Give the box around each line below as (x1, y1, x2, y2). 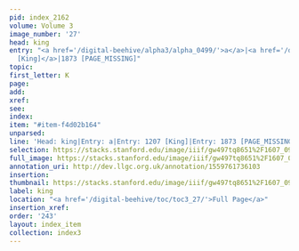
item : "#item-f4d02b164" (9, 121, 101, 130)
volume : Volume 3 (9, 21, 74, 30)
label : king (9, 187, 53, 196)
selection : (9, 145, 50, 154)
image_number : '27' (9, 29, 82, 38)
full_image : (9, 153, 53, 163)
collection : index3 (9, 228, 82, 237)
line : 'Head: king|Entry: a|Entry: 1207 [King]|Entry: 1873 (9, 137, 238, 146)
